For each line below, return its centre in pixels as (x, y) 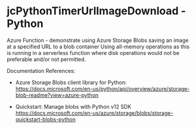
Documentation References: (41, 70)
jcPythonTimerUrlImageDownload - (97, 11)
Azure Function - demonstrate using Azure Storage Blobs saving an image (98, 40)
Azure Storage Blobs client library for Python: (71, 82)
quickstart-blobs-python (46, 119)
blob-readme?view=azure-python (57, 95)
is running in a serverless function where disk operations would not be (93, 53)
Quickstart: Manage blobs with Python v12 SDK (73, 106)
